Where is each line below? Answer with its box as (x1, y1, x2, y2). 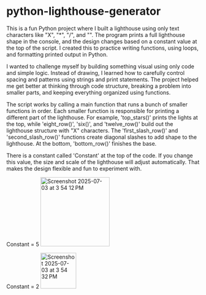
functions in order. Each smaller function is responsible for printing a (6, 107, 180, 114)
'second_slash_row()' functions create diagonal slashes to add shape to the (6, 133, 197, 141)
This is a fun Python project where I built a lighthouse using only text (6, 25, 180, 32)
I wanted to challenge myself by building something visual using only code (6, 63, 194, 70)
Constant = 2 (6, 283, 40, 290)
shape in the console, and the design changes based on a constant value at (6, 37, 197, 45)
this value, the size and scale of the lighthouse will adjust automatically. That (6, 158, 200, 165)
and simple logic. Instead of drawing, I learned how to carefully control (6, 69, 185, 76)
